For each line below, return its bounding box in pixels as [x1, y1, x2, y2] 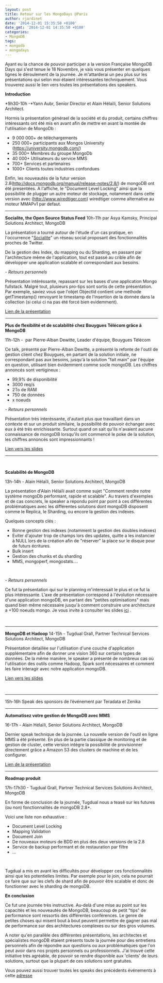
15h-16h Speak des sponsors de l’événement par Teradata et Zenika [5, 699, 141, 704]
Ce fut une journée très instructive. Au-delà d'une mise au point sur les [5, 902, 147, 908]
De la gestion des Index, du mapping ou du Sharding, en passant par [5, 249, 142, 255]
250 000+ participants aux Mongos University [12, 140, 105, 146]
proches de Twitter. [5, 240, 44, 246]
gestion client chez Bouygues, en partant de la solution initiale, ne [5, 351, 137, 357]
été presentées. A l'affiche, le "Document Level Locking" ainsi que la [5, 185, 142, 191]
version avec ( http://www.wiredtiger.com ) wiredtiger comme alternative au [5, 196, 154, 201]
